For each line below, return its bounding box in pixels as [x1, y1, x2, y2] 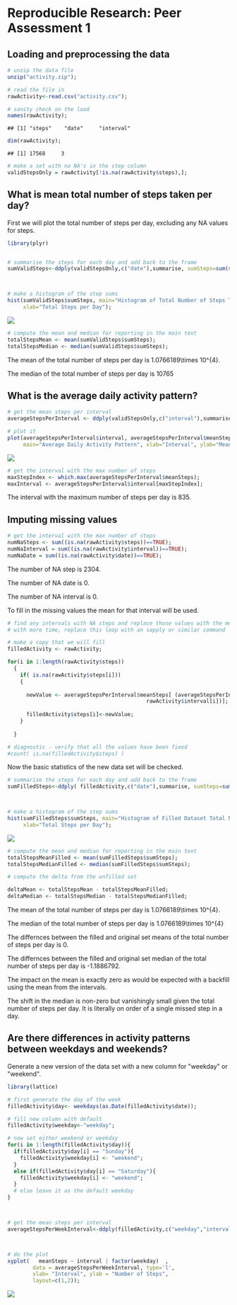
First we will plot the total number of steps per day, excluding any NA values [7, 218, 229, 227]
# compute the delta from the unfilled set [7, 873, 138, 880]
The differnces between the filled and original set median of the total [7, 954, 207, 963]
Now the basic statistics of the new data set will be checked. [7, 763, 183, 771]
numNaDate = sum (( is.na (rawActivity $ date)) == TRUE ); [7, 552, 162, 559]
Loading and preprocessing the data [7, 48, 170, 60]
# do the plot [7, 1251, 49, 1258]
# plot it [7, 428, 37, 435]
